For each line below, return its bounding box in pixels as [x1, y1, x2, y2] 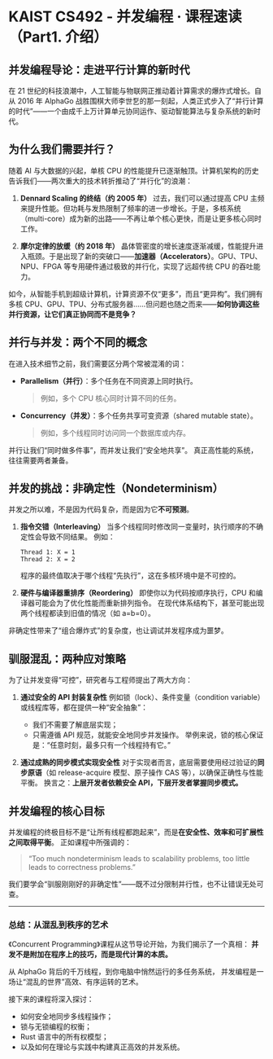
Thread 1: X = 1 [19, 548, 76, 556]
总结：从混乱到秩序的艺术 [8, 919, 109, 930]
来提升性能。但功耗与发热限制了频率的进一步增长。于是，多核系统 [19, 203, 241, 213]
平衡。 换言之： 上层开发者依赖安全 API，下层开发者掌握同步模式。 [19, 778, 243, 788]
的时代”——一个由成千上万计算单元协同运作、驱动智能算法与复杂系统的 [8, 107, 247, 116]
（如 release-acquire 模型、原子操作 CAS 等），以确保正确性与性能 [41, 767, 264, 778]
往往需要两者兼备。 [8, 455, 73, 465]
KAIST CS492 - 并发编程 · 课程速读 [8, 7, 242, 26]
